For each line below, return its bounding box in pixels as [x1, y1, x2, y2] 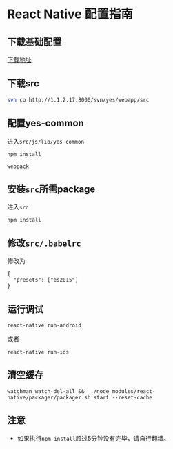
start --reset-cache [93, 394, 153, 401]
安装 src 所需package [7, 183, 96, 195]
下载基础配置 [7, 36, 62, 48]
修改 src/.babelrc [7, 237, 81, 249]
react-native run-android [7, 322, 81, 329]
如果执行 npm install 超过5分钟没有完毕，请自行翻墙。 [17, 434, 170, 442]
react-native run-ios [7, 348, 70, 356]
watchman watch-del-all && [7, 388, 85, 394]
